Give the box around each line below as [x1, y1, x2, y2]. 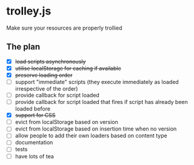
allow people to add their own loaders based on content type [15, 132, 168, 140]
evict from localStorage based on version [15, 118, 118, 126]
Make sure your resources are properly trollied [6, 24, 122, 31]
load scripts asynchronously [15, 57, 86, 65]
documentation [15, 139, 53, 146]
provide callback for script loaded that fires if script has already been [15, 99, 188, 106]
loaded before [15, 105, 50, 112]
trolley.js [6, 4, 52, 18]
